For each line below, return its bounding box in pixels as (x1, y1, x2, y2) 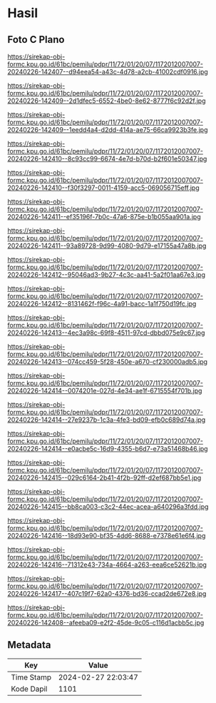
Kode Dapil (11, 684, 48, 694)
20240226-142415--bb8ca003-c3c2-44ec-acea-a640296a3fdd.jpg (7, 502, 209, 511)
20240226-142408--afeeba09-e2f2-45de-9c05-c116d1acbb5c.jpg (7, 619, 205, 627)
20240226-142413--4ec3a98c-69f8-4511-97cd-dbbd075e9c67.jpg (7, 328, 205, 337)
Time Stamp (11, 672, 52, 682)
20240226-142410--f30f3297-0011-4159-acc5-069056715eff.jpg (7, 183, 200, 192)
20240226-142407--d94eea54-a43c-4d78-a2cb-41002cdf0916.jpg (7, 68, 208, 76)
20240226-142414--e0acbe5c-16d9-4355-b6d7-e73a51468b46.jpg (7, 445, 208, 452)
